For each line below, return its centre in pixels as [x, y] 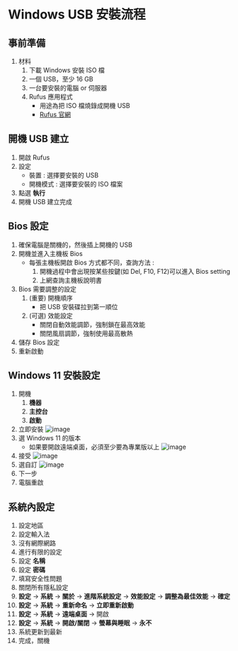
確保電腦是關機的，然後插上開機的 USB [75, 245]
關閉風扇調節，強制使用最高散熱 [86, 333]
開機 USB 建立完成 [45, 201]
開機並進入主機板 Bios [51, 253]
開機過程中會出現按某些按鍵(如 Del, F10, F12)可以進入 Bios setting [135, 271]
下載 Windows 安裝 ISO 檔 [67, 70]
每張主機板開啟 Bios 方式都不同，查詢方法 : [91, 262]
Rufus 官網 [55, 115]
